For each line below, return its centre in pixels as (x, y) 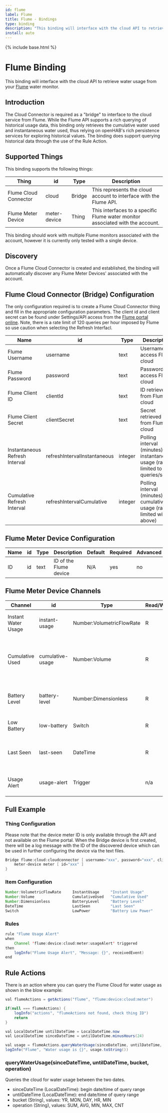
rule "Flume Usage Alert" (32, 934)
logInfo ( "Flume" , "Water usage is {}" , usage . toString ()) (67, 1050)
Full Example (25, 810)
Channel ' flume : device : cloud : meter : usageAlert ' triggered (76, 943)
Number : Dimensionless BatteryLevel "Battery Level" (74, 902)
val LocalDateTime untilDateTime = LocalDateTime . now (62, 1031)
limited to (151, 469)
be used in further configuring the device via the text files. (65, 850)
